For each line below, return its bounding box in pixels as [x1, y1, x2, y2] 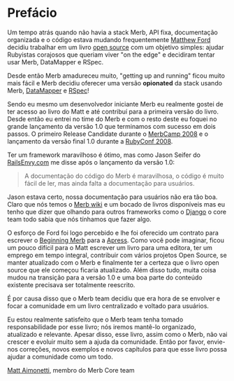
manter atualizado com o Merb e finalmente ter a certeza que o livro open [7, 258, 220, 267]
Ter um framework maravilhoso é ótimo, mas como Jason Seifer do [7, 151, 201, 159]
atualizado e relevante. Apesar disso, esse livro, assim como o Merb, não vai [7, 330, 228, 338]
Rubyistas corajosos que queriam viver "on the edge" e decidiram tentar [7, 50, 215, 59]
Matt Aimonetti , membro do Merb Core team [7, 366, 135, 374]
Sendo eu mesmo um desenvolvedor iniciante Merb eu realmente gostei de [7, 99, 224, 108]
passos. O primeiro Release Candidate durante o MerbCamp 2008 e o [7, 130, 208, 138]
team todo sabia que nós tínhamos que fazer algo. [7, 215, 152, 223]
